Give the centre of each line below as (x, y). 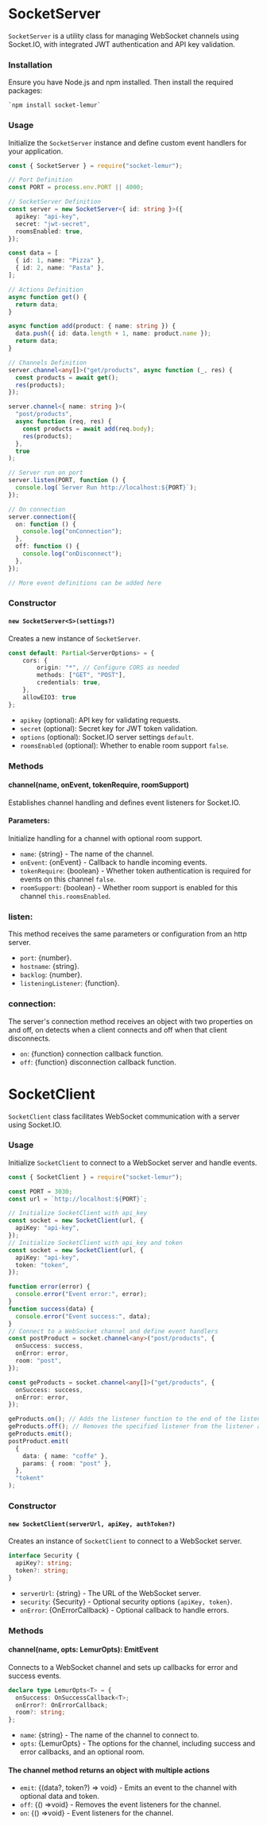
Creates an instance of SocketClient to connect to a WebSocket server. (125, 1541)
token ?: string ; (42, 1570)
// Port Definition (41, 180)
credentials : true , (69, 683)
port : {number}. (46, 958)
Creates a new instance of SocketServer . (75, 638)
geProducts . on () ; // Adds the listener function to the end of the (122, 1419)
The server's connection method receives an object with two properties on (131, 1021)
